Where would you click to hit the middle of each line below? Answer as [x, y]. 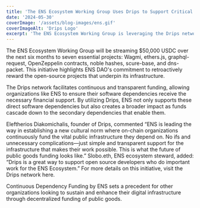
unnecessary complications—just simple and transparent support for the [95, 143]
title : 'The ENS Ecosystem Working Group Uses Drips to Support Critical [100, 12]
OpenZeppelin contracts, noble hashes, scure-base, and [97, 64]
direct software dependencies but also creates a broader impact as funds [96, 106]
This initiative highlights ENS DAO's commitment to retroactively [104, 70]
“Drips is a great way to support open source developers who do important [98, 162]
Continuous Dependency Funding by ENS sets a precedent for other [90, 186]
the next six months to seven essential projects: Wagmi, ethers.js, [86, 57]
